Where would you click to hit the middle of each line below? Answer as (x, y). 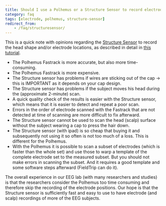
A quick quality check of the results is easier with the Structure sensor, (84, 99)
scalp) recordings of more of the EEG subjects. (53, 198)
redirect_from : (21, 24)
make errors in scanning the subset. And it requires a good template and (86, 162)
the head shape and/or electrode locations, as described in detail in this (78, 48)
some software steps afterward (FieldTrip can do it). (65, 168)
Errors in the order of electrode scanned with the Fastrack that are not (83, 110)
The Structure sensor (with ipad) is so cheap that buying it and (76, 131)
